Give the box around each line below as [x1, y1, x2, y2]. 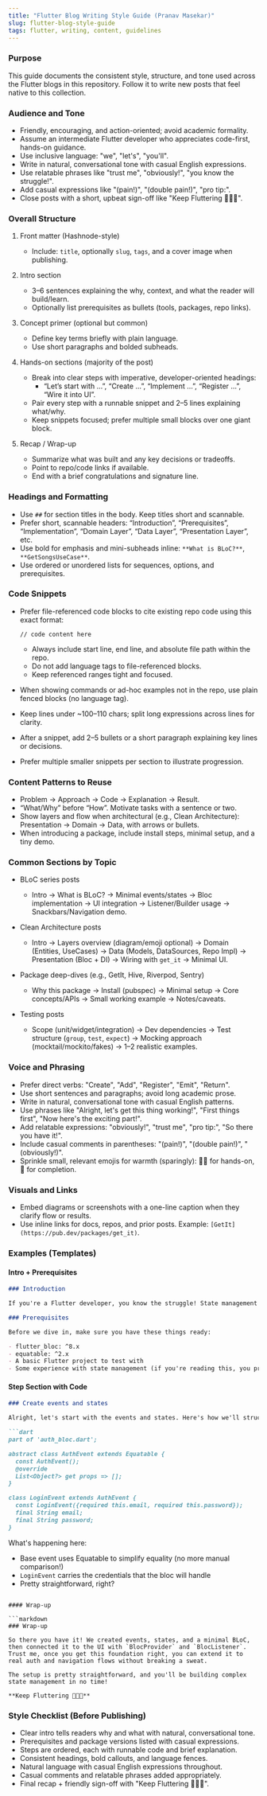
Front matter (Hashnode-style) [19, 232, 120, 241]
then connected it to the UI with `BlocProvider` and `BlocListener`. [8, 1642, 247, 1651]
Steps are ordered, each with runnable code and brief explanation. [19, 1744, 238, 1755]
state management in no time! [8, 1677, 109, 1685]
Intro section [19, 271, 61, 280]
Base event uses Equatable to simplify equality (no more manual [19, 1553, 230, 1563]
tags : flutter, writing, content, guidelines [8, 26, 161, 34]
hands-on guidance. [19, 142, 87, 152]
